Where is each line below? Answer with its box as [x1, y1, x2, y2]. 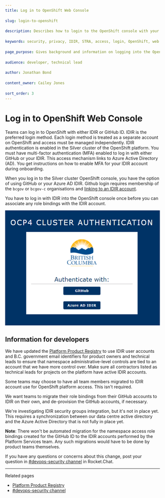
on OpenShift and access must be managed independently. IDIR [5, 139, 135, 145]
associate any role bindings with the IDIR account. [5, 200, 107, 206]
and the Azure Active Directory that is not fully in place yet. [5, 419, 124, 425]
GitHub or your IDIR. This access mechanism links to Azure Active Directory [5, 155, 158, 161]
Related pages [5, 473, 34, 479]
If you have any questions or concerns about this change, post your [5, 453, 142, 460]
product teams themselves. [5, 444, 60, 450]
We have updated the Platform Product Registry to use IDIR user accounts [5, 348, 155, 354]
